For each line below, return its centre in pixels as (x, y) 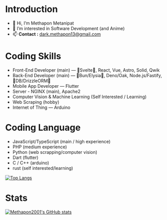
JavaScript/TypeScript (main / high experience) (61, 141)
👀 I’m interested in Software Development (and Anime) (68, 28)
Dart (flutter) (25, 157)
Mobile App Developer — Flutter (46, 86)
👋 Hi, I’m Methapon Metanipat (43, 23)
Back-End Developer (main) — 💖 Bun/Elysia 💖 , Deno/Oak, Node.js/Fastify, (87, 75)
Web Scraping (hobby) (36, 102)
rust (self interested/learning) (43, 168)
